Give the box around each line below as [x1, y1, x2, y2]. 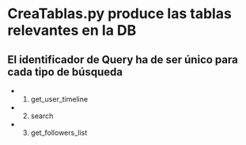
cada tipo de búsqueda [7, 65, 123, 79]
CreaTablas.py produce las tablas [7, 5, 233, 23]
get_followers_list [30, 128, 88, 137]
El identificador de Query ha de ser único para [7, 53, 238, 66]
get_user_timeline [30, 95, 89, 103]
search [30, 111, 54, 121]
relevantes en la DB [7, 21, 137, 39]
